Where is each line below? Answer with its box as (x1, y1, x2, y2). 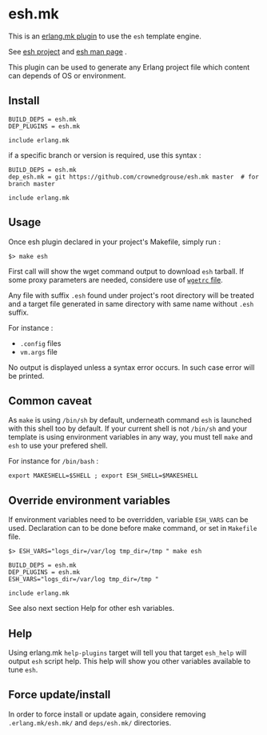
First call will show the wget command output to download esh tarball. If (8, 266, 245, 276)
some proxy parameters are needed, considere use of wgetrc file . (8, 275, 224, 284)
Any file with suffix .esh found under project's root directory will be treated (8, 290, 254, 300)
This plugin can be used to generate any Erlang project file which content (8, 62, 250, 72)
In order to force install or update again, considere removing (8, 709, 206, 719)
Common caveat (8, 394, 92, 408)
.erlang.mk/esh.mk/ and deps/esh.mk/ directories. (8, 717, 172, 727)
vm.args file (19, 347, 58, 356)
